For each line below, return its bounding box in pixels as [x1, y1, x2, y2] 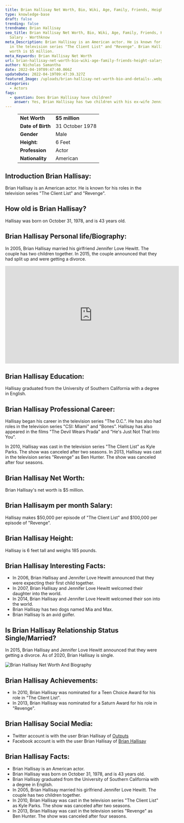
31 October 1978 [55, 123, 97, 129]
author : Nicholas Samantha [5, 63, 61, 67]
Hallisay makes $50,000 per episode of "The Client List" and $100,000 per [5, 514, 158, 520]
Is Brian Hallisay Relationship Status [5, 626, 119, 634]
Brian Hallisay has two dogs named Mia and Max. [12, 606, 113, 613]
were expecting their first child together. [12, 580, 95, 586]
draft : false [5, 16, 32, 21]
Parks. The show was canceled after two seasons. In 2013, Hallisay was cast [5, 449, 162, 455]
